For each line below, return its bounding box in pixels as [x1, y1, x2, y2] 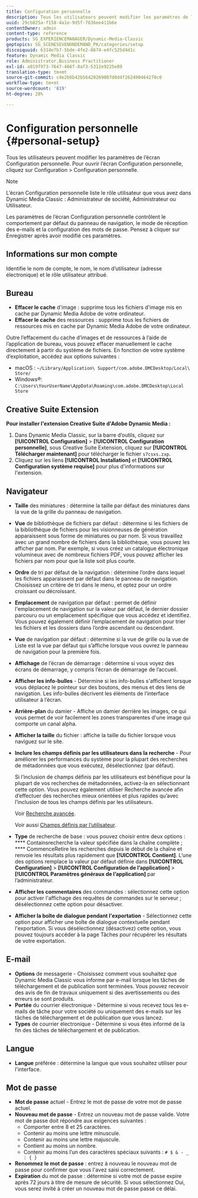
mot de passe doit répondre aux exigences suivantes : [14, 1117, 147, 1124]
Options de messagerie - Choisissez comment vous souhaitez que [14, 970, 177, 977]
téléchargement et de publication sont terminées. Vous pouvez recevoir [14, 982, 189, 989]
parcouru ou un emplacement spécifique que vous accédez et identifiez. [14, 611, 192, 618]
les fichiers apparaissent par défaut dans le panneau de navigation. [14, 575, 179, 582]
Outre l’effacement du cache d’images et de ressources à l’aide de [6, 334, 167, 341]
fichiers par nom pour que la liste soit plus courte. [14, 557, 136, 564]
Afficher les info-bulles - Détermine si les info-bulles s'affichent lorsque [14, 677, 192, 684]
